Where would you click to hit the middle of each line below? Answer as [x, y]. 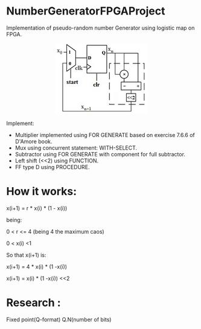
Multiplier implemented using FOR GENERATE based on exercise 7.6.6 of [105, 135]
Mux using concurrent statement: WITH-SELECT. [76, 148]
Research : [34, 303]
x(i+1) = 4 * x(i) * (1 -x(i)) [37, 266]
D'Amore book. [33, 141]
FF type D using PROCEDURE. [52, 167]
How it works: [42, 192]
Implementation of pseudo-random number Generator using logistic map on [101, 28]
